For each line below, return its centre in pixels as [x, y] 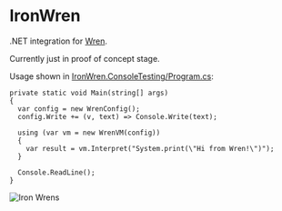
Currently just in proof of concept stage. [85, 58]
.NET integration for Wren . [58, 41]
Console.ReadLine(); [56, 172]
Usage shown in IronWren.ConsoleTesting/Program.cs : [111, 76]
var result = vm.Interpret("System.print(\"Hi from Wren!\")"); [150, 148]
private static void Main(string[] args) [89, 93]
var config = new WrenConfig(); [79, 109]
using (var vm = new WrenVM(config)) [89, 133]
